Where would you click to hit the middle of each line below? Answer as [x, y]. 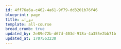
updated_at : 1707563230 [31, 39]
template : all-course [29, 24]
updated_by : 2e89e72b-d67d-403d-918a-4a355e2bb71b [61, 34]
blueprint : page [23, 15]
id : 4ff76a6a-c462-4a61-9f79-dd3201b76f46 [51, 10]
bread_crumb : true [25, 29]
